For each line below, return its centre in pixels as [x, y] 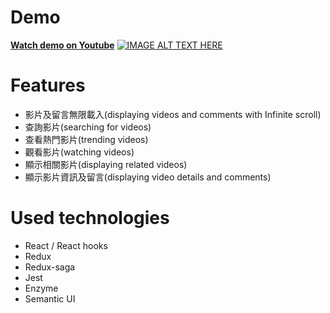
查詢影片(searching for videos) [88, 127]
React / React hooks [66, 245]
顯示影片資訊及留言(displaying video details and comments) [148, 177]
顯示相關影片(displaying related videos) [106, 164]
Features [48, 85]
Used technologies [90, 218]
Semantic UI [50, 298]
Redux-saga [50, 267]
